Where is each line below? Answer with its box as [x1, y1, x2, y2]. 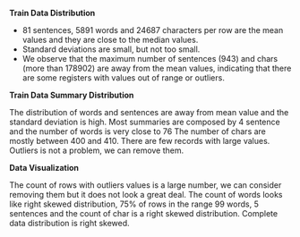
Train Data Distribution [9, 8, 96, 18]
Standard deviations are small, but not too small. [21, 44, 201, 55]
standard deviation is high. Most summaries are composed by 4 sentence [9, 116, 280, 127]
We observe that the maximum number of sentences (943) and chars [21, 54, 279, 63]
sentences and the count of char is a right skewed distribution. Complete [9, 208, 279, 218]
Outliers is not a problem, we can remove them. [9, 145, 184, 156]
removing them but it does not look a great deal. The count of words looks [9, 190, 283, 199]
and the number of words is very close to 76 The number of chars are [9, 126, 267, 137]
